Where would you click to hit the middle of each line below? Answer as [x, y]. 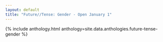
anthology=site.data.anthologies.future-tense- [110, 28]
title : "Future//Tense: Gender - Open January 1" [59, 14]
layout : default [22, 10]
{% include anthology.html [33, 28]
